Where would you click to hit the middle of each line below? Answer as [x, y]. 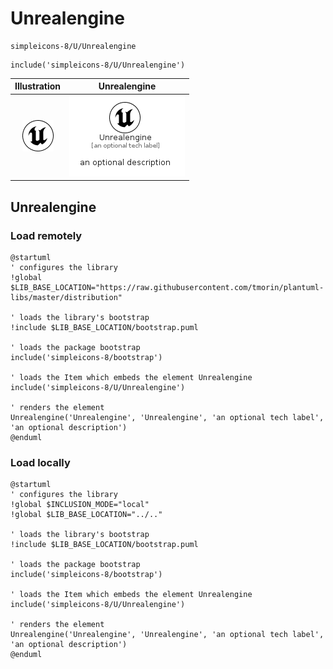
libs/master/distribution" [66, 297]
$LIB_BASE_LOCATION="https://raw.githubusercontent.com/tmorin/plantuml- [167, 287]
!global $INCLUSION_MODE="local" [80, 505]
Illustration [38, 86]
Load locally [40, 462]
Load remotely [46, 235]
